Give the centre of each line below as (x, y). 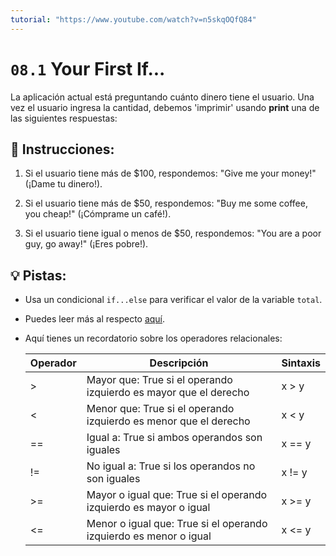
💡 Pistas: (38, 275)
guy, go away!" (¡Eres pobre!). (86, 244)
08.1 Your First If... (88, 68)
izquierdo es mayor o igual (148, 508)
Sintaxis (301, 363)
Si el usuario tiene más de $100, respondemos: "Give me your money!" (170, 173)
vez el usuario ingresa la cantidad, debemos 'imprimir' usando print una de (165, 107)
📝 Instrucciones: (62, 149)
